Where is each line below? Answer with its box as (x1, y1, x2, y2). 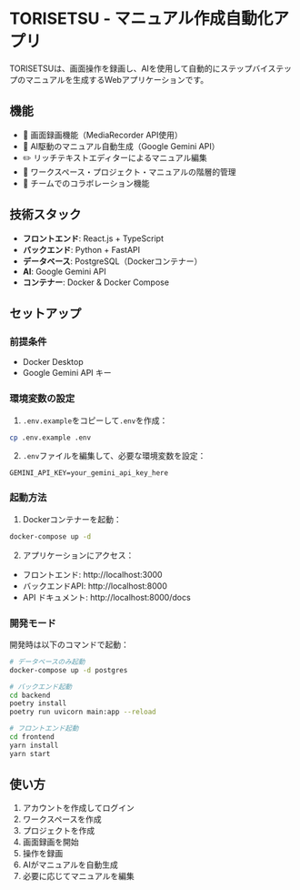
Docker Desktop (22, 357, 84, 368)
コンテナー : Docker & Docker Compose (22, 277, 170, 288)
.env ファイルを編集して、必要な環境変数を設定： (22, 450, 206, 461)
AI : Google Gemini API (22, 266, 106, 277)
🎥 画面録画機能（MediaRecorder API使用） (22, 129, 184, 140)
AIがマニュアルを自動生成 (22, 859, 118, 870)
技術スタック (9, 207, 82, 223)
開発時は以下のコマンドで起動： (9, 639, 129, 650)
